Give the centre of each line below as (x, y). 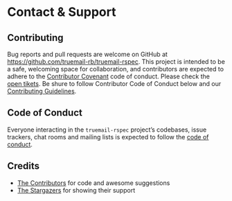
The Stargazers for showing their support (76, 190)
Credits (24, 166)
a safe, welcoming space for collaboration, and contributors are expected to (115, 69)
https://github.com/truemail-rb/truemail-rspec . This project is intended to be (116, 62)
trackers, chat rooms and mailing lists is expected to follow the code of (108, 137)
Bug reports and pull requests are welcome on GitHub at (88, 54)
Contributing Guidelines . (42, 91)
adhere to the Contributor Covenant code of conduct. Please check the (108, 76)
